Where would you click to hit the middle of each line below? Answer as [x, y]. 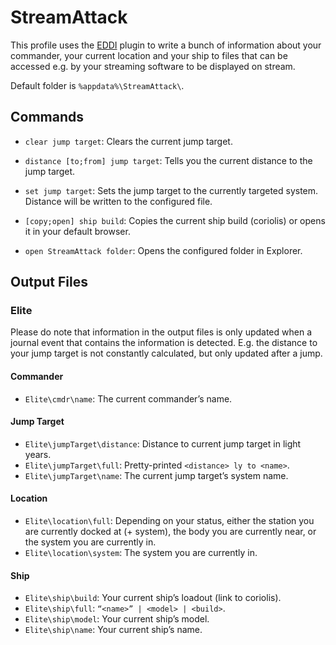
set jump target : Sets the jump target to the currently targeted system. [171, 190]
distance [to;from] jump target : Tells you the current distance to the [168, 160]
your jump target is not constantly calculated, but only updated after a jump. [166, 353]
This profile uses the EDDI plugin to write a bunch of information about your [166, 45]
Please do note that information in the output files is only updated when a [161, 332]
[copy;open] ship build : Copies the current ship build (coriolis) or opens [175, 220]
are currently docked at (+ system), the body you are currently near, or [170, 532]
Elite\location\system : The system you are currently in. [141, 553]
